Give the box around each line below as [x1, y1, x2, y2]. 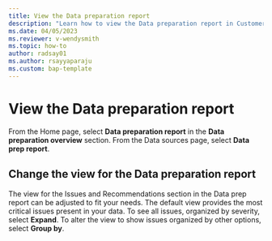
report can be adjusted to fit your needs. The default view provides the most [8, 197, 263, 207]
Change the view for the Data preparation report [8, 167, 257, 181]
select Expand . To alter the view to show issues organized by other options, [8, 214, 261, 224]
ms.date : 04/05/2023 [8, 27, 79, 35]
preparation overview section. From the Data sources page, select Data [8, 135, 249, 144]
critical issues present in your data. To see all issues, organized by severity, [8, 206, 261, 216]
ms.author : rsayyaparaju [8, 58, 92, 66]
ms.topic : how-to [8, 42, 67, 50]
